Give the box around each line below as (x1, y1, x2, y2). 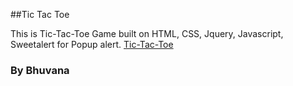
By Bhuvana (10, 63, 70, 77)
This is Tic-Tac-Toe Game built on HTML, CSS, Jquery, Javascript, (10, 28, 284, 39)
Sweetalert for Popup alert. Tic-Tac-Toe (10, 39, 174, 50)
